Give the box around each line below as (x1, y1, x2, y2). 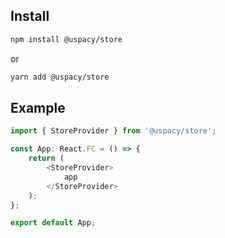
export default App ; (10, 218, 97, 228)
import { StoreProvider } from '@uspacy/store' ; (10, 126, 217, 136)
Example (10, 99, 66, 116)
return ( (28, 154, 65, 164)
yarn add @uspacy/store (10, 72, 110, 82)
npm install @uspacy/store (10, 34, 123, 44)
